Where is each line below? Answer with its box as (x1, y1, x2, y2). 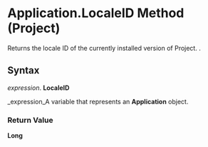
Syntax (7, 64, 40, 76)
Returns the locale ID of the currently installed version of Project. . (7, 44, 201, 52)
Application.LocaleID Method (7, 5, 184, 21)
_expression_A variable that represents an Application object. (7, 97, 189, 106)
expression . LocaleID (7, 83, 70, 92)
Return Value (7, 115, 53, 125)
